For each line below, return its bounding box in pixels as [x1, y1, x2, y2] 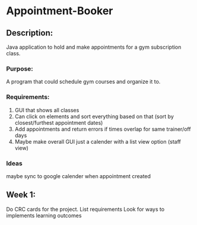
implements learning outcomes [6, 212, 82, 219]
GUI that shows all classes [14, 106, 80, 113]
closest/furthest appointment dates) [14, 119, 103, 126]
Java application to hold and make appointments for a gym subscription [6, 43, 182, 50]
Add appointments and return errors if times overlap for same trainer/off [14, 125, 191, 132]
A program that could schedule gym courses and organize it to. [6, 78, 161, 85]
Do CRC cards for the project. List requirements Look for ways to [6, 205, 165, 213]
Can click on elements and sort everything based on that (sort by [14, 113, 174, 120]
